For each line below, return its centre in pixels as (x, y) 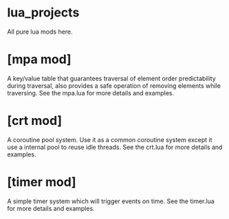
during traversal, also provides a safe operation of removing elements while (114, 85)
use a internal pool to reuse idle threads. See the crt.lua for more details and (115, 147)
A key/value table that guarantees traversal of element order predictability (112, 78)
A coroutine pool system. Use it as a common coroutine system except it (110, 139)
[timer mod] (42, 182)
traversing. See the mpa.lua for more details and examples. (91, 93)
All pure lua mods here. (40, 32)
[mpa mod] (39, 59)
